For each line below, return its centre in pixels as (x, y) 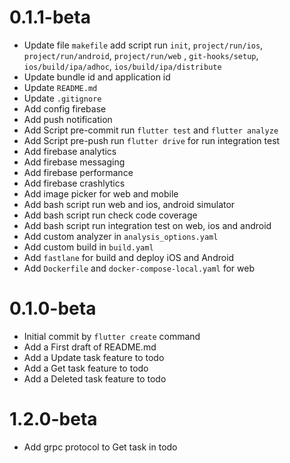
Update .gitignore (62, 98)
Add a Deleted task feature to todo (95, 378)
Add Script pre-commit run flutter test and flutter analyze (151, 130)
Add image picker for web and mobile (101, 193)
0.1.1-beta (50, 17)
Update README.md (60, 87)
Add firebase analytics (70, 151)
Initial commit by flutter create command (112, 336)
